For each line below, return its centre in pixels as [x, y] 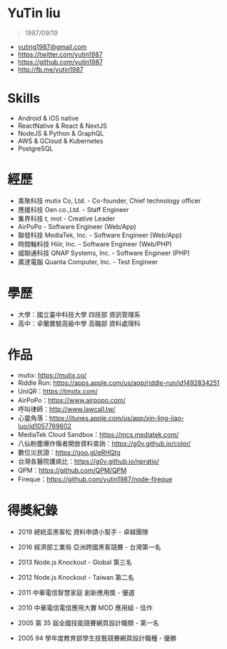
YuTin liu [34, 13]
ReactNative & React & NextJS [62, 126]
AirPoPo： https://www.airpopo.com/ [72, 400]
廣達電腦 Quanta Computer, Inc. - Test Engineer [88, 261]
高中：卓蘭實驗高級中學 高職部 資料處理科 [79, 323]
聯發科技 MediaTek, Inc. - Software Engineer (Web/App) [100, 235]
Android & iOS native [48, 118]
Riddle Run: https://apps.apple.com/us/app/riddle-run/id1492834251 [118, 383]
